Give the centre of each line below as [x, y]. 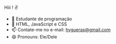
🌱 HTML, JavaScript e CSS [39, 24]
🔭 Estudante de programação [42, 19]
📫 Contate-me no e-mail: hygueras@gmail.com [61, 30]
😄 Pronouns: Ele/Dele [34, 37]
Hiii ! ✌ [11, 7]
